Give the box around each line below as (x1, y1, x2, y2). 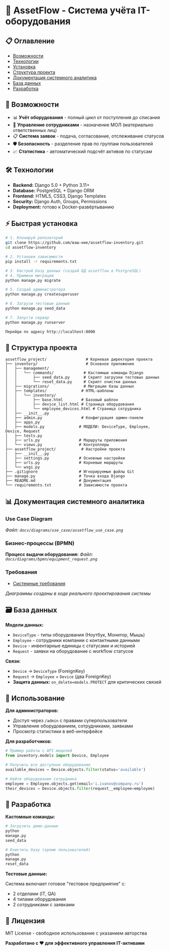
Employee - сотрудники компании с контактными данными (12, 637, 140, 644)
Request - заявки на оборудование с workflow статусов (12, 648, 134, 654)
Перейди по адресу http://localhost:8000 (5, 329, 96, 334)
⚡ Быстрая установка (5, 219, 78, 228)
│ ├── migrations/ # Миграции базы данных (5, 384, 135, 389)
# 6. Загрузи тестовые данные (5, 301, 70, 306)
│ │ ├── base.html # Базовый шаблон (5, 397, 118, 402)
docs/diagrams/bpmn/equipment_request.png (5, 557, 98, 562)
